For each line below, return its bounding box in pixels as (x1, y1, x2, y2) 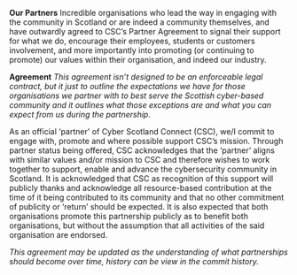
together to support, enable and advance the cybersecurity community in (9, 164, 277, 174)
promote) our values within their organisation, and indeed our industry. (9, 55, 268, 65)
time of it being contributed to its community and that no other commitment (9, 192, 285, 202)
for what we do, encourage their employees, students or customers (9, 35, 255, 46)
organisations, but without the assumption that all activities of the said (9, 220, 265, 231)
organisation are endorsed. (9, 230, 108, 240)
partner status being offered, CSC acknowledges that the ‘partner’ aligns (9, 145, 275, 156)
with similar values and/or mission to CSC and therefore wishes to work (9, 155, 270, 164)
